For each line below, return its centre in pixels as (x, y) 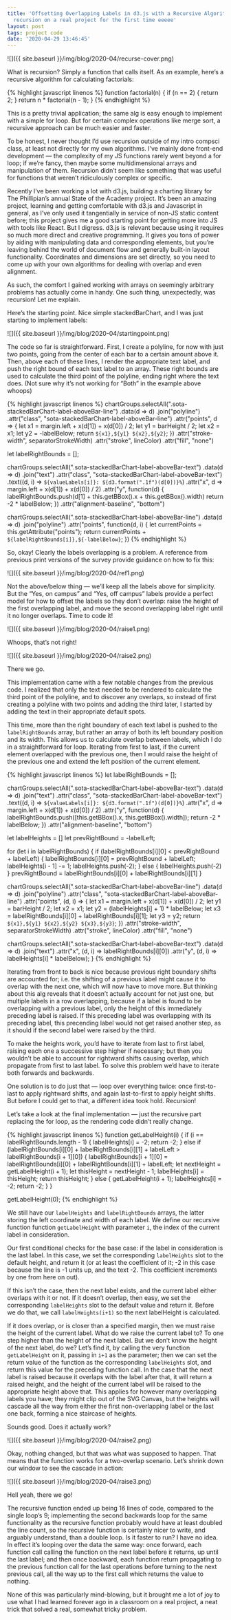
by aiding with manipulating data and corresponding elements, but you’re (111, 242)
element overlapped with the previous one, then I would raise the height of (112, 754)
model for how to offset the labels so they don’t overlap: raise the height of (113, 601)
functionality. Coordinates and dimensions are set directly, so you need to (111, 257)
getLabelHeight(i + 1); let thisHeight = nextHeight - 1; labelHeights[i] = (106, 1171)
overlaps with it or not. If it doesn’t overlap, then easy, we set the (99, 1298)
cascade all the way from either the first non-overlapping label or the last (111, 1406)
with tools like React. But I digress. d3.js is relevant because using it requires (115, 228)
